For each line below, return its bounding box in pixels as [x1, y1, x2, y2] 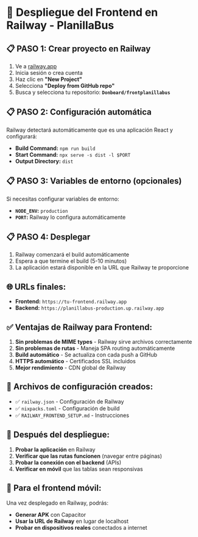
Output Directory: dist [15, 157, 74, 165]
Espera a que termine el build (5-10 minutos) [15, 257, 127, 265]
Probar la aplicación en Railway [15, 446, 96, 453]
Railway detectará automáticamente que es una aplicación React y [6, 126, 174, 133]
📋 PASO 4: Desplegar [6, 232, 91, 243]
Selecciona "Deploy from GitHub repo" [15, 82, 115, 89]
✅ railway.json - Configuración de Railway [15, 397, 124, 405]
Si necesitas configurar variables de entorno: [6, 195, 119, 202]
